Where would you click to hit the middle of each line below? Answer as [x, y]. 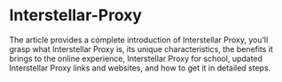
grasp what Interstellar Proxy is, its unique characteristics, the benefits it [141, 48]
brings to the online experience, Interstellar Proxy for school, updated [136, 58]
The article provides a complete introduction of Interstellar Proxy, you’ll [139, 40]
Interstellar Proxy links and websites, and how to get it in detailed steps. [140, 68]
